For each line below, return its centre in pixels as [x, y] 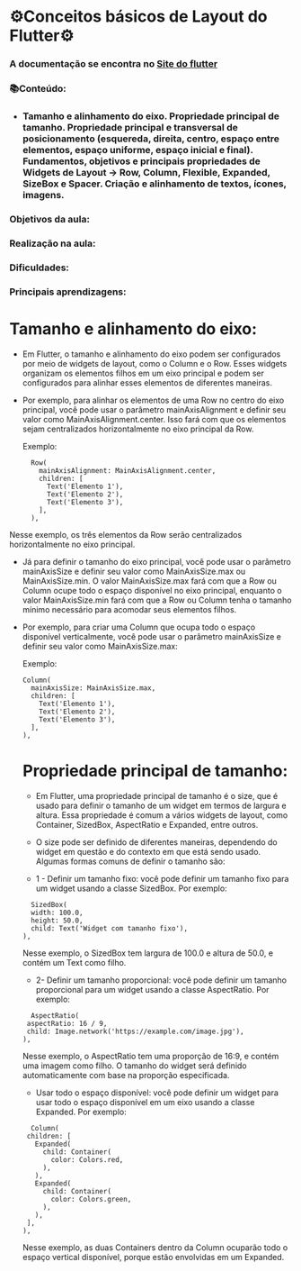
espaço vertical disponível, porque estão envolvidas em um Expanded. [153, 1257]
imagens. [43, 195]
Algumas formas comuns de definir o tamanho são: [130, 861]
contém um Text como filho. [74, 962]
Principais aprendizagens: [68, 292]
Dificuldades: [40, 268]
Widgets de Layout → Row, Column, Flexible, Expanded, [146, 172]
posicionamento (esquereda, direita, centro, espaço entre [151, 139]
